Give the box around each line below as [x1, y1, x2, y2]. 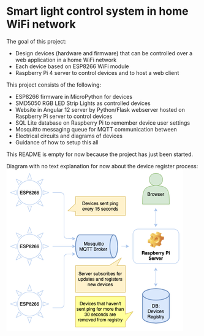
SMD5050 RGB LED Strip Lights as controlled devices [15, 100, 151, 107]
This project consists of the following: [6, 81, 102, 88]
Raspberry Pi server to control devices [15, 112, 113, 120]
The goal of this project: [6, 37, 67, 45]
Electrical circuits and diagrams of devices [15, 132, 123, 139]
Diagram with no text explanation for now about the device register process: [6, 162, 198, 170]
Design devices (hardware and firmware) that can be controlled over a [15, 49, 193, 57]
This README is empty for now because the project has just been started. [6, 150, 194, 158]
